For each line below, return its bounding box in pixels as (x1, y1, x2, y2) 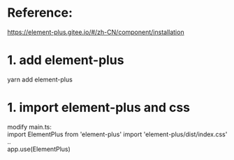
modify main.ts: (7, 122, 52, 131)
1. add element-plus (7, 52, 124, 68)
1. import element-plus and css (7, 99, 191, 115)
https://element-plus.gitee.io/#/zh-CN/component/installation (7, 28, 184, 36)
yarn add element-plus (7, 75, 73, 83)
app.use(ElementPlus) (7, 145, 71, 153)
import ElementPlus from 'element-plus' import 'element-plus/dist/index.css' (7, 130, 228, 138)
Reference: (7, 5, 73, 21)
